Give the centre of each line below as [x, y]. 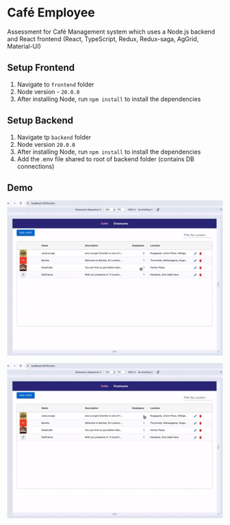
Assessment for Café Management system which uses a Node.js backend [111, 32]
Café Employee [51, 13]
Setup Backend [40, 120]
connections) [36, 166]
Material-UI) [24, 46]
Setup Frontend [41, 68]
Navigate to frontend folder [55, 84]
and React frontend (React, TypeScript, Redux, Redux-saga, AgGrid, [103, 38]
